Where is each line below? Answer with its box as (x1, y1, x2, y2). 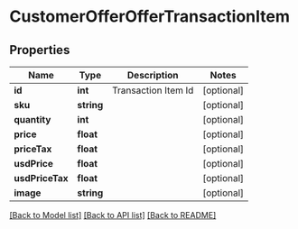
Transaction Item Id (111, 84, 194, 96)
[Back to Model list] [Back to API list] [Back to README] (9, 210, 217, 220)
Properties (9, 42, 70, 58)
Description (126, 69, 179, 81)
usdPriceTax (14, 172, 70, 184)
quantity (14, 114, 51, 125)
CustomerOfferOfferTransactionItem (9, 6, 291, 27)
